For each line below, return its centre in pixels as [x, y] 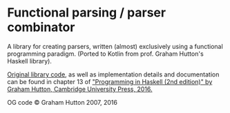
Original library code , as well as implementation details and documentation [113, 74]
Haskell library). [29, 61]
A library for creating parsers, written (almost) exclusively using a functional [115, 46]
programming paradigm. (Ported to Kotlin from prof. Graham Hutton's [105, 54]
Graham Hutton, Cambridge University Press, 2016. [80, 89]
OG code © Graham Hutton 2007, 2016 [62, 102]
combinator [41, 27]
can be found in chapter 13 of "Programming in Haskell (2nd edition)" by [110, 81]
